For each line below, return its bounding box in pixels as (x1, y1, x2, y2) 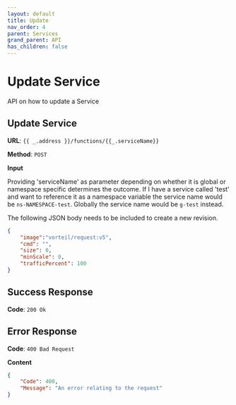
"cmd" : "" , (20, 240, 52, 247)
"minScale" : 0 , (20, 254, 65, 261)
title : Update (7, 17, 49, 24)
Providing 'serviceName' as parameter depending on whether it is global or (7, 177, 226, 186)
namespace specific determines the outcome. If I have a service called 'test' (7, 184, 230, 193)
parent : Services (7, 30, 59, 37)
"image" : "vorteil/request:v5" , (20, 234, 112, 241)
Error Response (7, 326, 78, 338)
